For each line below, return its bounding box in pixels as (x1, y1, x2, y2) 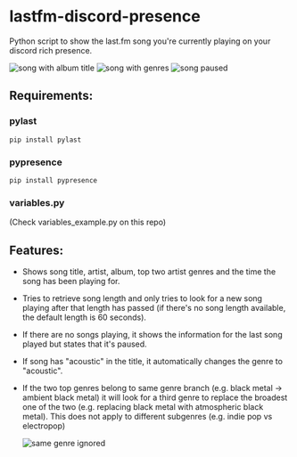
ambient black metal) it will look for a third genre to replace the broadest (21, 392, 288, 403)
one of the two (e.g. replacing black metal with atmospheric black (21, 402, 264, 412)
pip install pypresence (9, 175, 98, 184)
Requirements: (9, 88, 94, 103)
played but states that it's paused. (21, 339, 147, 349)
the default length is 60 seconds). (21, 312, 147, 322)
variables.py (9, 196, 65, 208)
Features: (9, 242, 64, 257)
